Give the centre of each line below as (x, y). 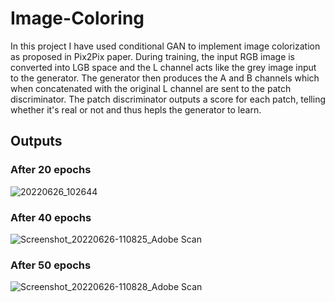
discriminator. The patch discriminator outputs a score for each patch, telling (168, 99)
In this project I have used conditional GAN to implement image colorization (165, 46)
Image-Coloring (77, 18)
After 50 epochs (51, 265)
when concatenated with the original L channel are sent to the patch (151, 88)
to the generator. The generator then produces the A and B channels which (165, 78)
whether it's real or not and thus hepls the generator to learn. (136, 109)
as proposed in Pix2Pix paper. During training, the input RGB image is (153, 56)
